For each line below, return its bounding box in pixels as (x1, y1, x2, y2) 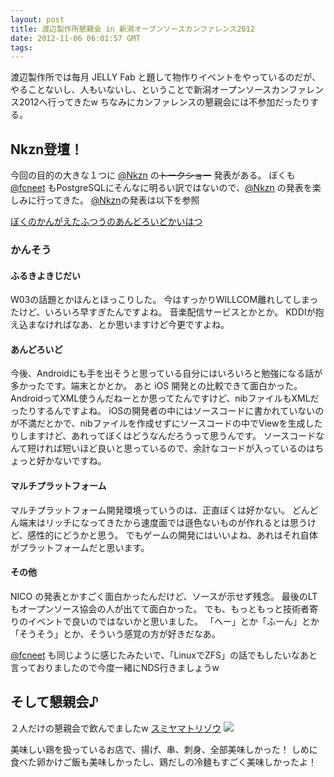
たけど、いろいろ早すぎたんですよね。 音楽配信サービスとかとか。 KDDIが (10, 306, 316, 318)
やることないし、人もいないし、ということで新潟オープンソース (10, 84, 272, 96)
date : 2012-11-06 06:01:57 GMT (10, 33, 141, 43)
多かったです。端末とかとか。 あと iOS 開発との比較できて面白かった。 (10, 380, 303, 392)
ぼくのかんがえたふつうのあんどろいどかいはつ (10, 216, 203, 228)
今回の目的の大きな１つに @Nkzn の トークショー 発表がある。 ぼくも (10, 169, 296, 181)
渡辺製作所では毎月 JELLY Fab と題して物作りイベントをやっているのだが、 (10, 71, 322, 83)
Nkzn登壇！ (10, 141, 84, 158)
